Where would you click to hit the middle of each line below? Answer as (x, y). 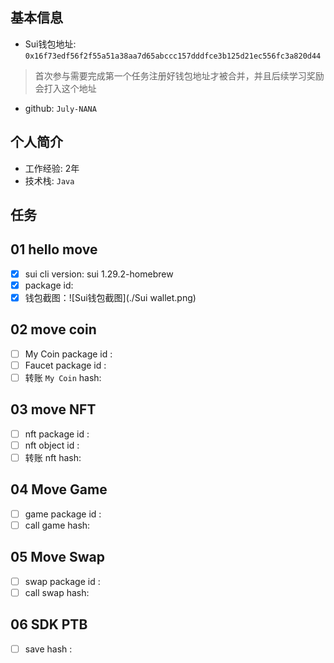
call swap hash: (57, 592)
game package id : (63, 514)
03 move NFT (53, 409)
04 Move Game (59, 489)
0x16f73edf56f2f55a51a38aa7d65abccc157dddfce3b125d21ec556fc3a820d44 (173, 56)
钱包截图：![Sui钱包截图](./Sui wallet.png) (110, 297)
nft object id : (52, 445)
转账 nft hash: (53, 457)
